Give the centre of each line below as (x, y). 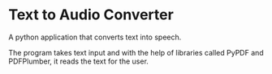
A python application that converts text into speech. (95, 37)
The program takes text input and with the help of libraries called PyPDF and (136, 52)
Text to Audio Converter (91, 15)
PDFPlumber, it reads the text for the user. (78, 61)
